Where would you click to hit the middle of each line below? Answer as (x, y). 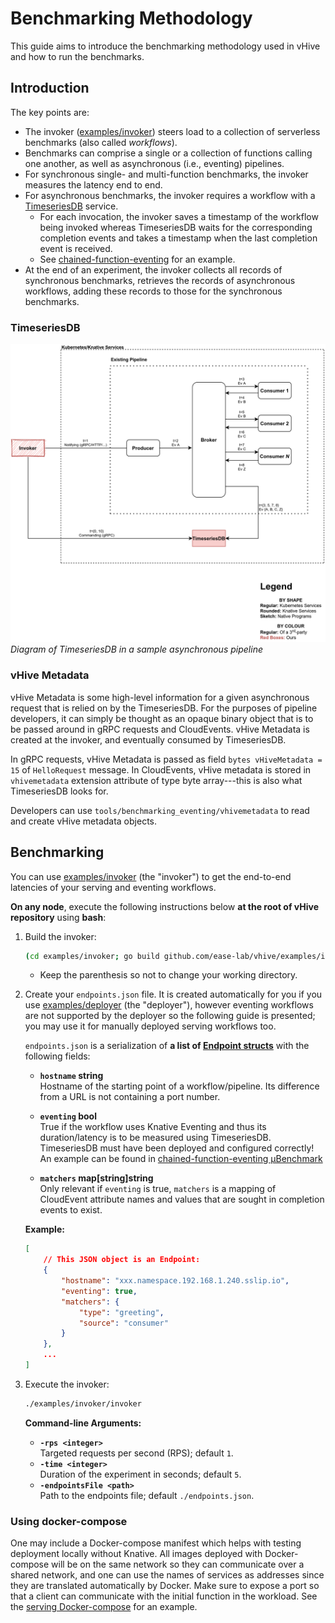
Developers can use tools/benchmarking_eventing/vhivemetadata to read (160, 810)
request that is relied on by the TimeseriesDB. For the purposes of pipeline (164, 708)
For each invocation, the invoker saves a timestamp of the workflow (179, 216)
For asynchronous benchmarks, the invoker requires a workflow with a (170, 195)
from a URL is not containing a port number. (130, 1097)
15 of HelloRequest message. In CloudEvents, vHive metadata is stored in (161, 769)
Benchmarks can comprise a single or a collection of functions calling (168, 153)
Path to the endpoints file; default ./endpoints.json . (147, 1495)
